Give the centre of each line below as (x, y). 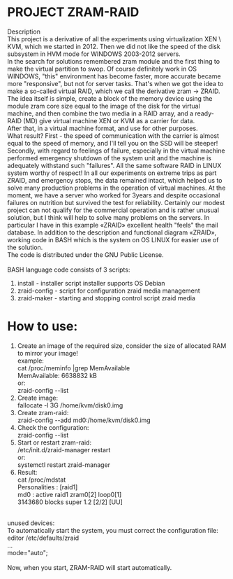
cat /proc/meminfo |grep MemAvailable (74, 368)
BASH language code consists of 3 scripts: (69, 270)
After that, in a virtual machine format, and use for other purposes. (103, 128)
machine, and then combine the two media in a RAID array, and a (100, 113)
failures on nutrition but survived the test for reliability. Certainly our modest (116, 202)
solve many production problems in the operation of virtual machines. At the (116, 188)
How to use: (43, 327)
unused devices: (31, 523)
